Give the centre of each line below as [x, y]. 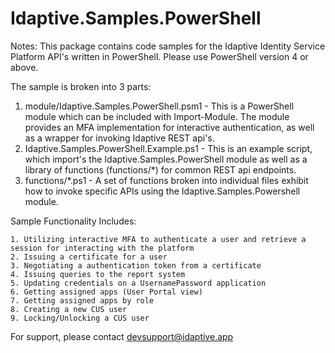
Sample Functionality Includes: [73, 221]
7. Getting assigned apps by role [82, 300]
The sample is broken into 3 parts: [81, 86]
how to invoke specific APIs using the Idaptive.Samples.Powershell [162, 191]
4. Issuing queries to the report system [98, 274]
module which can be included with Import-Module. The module [157, 116]
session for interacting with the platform [102, 248]
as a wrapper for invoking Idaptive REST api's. [119, 138]
